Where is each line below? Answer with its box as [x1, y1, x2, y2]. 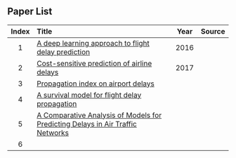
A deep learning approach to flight [37, 38, 150, 48]
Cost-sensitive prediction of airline [37, 58, 152, 68]
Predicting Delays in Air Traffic [37, 119, 137, 129]
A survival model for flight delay [37, 90, 142, 100]
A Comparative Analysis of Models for [37, 110, 162, 120]
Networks [37, 128, 69, 138]
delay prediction [37, 47, 90, 57]
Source [200, 26, 225, 36]
